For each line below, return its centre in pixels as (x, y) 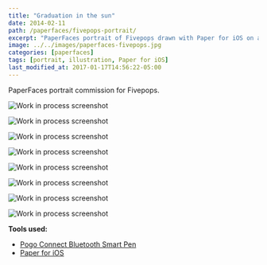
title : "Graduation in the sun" (62, 16)
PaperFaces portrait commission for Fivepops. (84, 90)
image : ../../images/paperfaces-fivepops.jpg (85, 45)
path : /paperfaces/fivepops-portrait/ (72, 30)
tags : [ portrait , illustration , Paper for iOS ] (89, 60)
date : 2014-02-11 (37, 23)
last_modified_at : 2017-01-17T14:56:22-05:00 (85, 68)
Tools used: (28, 228)
